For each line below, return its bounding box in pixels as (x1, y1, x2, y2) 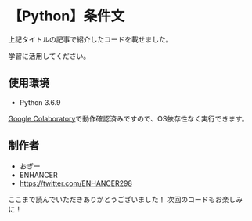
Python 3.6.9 (19, 97, 61, 107)
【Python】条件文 (8, 7, 125, 25)
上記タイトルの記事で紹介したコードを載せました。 (8, 34, 173, 44)
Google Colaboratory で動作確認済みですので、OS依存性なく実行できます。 (8, 114, 249, 123)
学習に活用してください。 (8, 51, 91, 60)
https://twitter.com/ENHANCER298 (19, 178, 133, 188)
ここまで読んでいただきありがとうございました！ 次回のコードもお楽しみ (8, 194, 243, 204)
